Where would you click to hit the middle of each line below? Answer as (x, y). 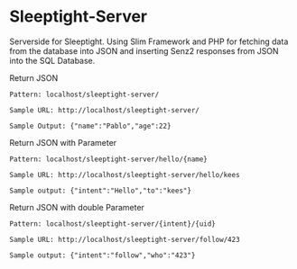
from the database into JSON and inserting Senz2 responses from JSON (144, 50)
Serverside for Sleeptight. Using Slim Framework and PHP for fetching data (149, 41)
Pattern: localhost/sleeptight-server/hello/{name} (108, 159)
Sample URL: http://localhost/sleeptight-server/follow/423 (125, 239)
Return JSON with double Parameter (77, 207)
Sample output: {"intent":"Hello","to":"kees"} (101, 191)
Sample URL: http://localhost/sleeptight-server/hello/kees (125, 175)
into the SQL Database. (52, 60)
